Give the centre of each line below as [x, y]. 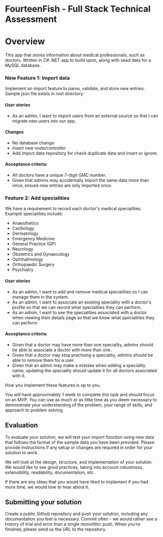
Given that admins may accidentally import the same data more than [81, 180]
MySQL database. [23, 65]
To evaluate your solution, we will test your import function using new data [80, 437]
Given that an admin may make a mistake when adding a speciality [79, 365]
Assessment [31, 19]
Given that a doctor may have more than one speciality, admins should [82, 344]
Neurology [23, 249]
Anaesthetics [25, 223]
